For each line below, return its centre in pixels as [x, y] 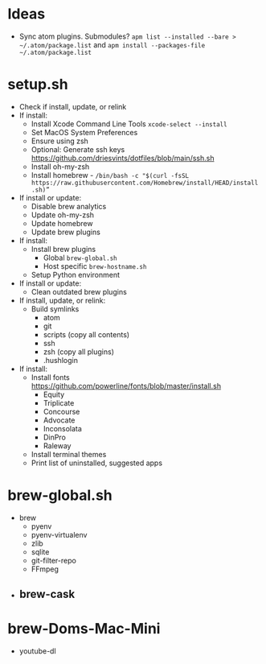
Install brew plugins [63, 249]
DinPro [54, 437]
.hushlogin [60, 360]
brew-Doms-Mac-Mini [84, 629]
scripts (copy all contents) [86, 334]
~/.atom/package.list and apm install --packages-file [112, 44]
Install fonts [50, 377]
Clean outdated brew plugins [79, 291]
